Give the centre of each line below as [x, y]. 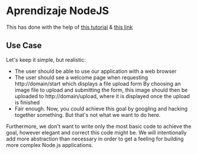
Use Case [24, 46]
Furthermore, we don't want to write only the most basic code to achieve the [99, 126]
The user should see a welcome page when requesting [81, 77]
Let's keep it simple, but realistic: [46, 59]
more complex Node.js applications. [50, 145]
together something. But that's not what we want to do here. [87, 115]
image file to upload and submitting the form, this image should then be [101, 90]
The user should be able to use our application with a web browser [96, 71]
